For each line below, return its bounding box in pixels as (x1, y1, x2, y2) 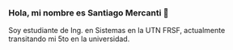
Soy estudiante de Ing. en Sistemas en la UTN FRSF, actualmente (8, 26, 226, 35)
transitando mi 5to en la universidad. (8, 34, 130, 44)
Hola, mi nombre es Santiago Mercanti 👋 (8, 7, 169, 19)
